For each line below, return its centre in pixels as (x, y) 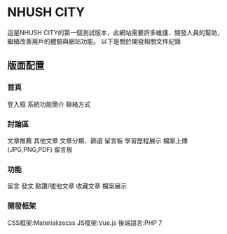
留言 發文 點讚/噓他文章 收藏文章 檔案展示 (67, 186)
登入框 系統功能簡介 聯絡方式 (49, 104)
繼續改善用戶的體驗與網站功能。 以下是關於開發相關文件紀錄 (94, 41)
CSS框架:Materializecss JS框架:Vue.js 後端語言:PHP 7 (85, 223)
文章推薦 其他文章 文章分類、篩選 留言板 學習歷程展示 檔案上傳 (97, 141)
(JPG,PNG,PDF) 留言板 (40, 149)
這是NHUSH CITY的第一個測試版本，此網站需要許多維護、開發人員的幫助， (116, 32)
